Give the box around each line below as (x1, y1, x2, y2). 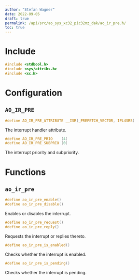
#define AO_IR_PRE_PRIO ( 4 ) (5, 136, 68, 141)
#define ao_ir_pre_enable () (5, 197, 62, 202)
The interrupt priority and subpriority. (5, 150, 79, 156)
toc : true (5, 25, 25, 30)
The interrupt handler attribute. (5, 127, 67, 133)
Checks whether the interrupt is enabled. (5, 251, 86, 257)
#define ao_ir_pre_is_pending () (5, 261, 70, 265)
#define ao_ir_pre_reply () (5, 224, 59, 229)
